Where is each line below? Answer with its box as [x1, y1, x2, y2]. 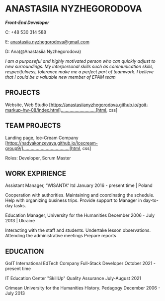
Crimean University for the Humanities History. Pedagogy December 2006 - [5, 285, 161, 291]
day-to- [143, 197, 159, 203]
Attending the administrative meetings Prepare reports [5, 233, 117, 239]
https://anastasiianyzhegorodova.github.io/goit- [50, 102, 149, 108]
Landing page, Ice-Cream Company [5, 135, 79, 141]
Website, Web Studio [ [5, 102, 51, 108]
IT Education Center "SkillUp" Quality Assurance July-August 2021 [5, 275, 142, 282]
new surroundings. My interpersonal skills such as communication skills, [5, 63, 154, 69]
